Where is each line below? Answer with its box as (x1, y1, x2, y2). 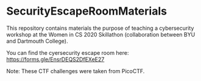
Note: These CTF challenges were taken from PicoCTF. (6, 67, 145, 74)
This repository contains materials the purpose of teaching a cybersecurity (6, 24, 194, 32)
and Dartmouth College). (6, 37, 68, 44)
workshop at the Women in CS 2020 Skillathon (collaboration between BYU (6, 30, 196, 38)
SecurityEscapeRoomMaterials (6, 4, 167, 18)
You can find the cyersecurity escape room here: (6, 49, 129, 56)
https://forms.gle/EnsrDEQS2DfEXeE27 (6, 55, 105, 63)
